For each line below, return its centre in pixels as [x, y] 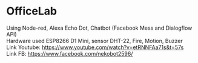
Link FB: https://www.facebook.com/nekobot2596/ [70, 53]
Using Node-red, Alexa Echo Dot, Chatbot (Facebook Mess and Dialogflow [99, 28]
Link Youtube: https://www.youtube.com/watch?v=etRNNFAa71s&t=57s [95, 47]
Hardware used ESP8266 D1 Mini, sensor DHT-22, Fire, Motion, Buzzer [94, 41]
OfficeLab [32, 11]
